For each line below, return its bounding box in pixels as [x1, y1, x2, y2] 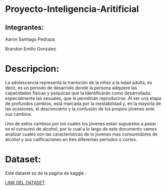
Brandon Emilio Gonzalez [5, 46, 56, 51]
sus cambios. [5, 111, 33, 117]
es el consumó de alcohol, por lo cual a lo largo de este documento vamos [5, 126, 157, 132]
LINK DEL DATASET [5, 180, 45, 186]
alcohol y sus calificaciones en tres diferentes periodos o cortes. [5, 136, 137, 142]
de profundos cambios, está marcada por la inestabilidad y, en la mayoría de [5, 100, 162, 106]
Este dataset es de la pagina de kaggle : [5, 170, 87, 176]
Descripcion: [5, 63, 59, 75]
